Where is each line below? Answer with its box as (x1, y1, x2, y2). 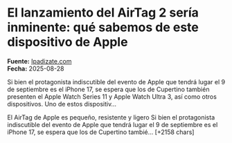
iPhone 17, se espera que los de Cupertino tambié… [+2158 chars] (7, 128, 195, 136)
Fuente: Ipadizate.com (7, 57, 72, 65)
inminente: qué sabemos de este (7, 19, 199, 35)
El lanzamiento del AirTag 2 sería (7, 5, 199, 21)
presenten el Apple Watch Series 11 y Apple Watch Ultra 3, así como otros (7, 92, 217, 101)
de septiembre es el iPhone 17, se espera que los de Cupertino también (7, 85, 210, 93)
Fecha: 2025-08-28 (7, 64, 64, 73)
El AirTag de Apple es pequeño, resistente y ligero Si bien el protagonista (7, 113, 215, 122)
